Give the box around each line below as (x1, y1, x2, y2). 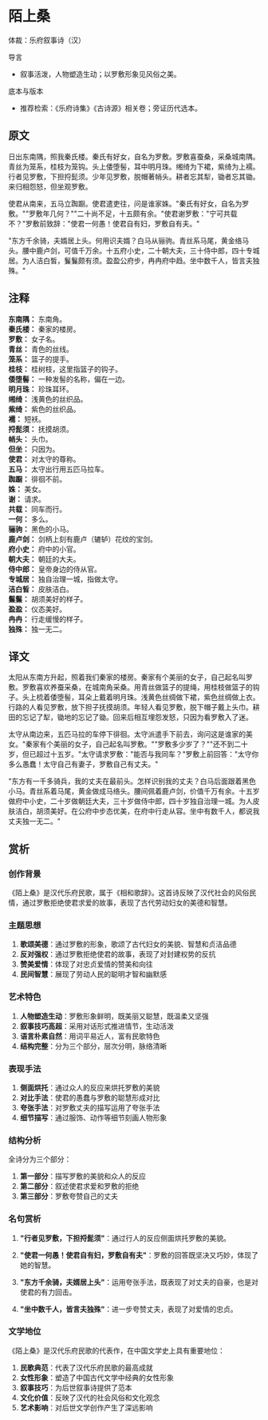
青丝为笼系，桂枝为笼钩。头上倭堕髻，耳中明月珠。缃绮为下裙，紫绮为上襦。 (8, 162, 260, 171)
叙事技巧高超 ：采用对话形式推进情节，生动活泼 (19, 1021, 174, 1030)
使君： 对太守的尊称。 (8, 454, 81, 464)
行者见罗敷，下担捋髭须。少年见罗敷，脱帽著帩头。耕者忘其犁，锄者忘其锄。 (8, 171, 260, 181)
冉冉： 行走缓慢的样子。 (8, 614, 88, 624)
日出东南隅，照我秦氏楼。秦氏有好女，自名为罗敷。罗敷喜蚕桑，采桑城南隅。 (8, 151, 260, 161)
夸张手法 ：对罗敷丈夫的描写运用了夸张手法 (19, 1102, 160, 1112)
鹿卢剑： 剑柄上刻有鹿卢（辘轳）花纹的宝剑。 (8, 534, 157, 544)
